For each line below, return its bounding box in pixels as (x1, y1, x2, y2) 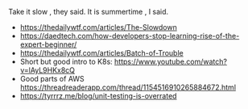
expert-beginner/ (19, 40, 77, 49)
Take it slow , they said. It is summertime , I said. (8, 7, 169, 16)
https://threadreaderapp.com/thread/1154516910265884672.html (19, 82, 236, 92)
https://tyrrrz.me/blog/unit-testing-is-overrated (19, 91, 177, 100)
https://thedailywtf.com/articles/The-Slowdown (19, 23, 177, 31)
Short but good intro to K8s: (19, 57, 113, 66)
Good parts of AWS (19, 74, 85, 83)
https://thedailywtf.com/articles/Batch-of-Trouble (19, 48, 184, 57)
